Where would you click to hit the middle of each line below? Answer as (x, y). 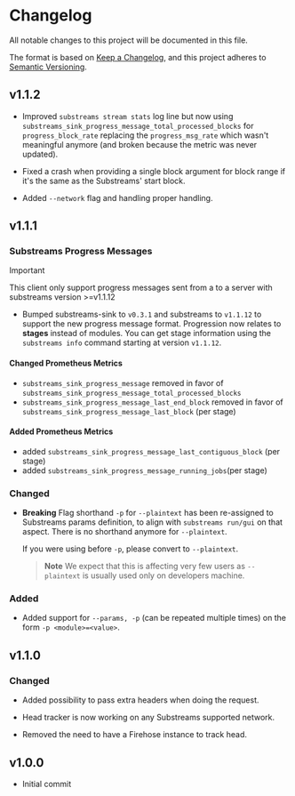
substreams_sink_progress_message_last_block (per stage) (129, 411)
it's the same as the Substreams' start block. (104, 181)
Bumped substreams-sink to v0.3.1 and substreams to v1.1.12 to (142, 314)
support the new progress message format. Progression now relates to (151, 324)
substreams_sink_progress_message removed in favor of (123, 382)
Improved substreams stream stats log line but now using (128, 116)
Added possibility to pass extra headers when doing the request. (140, 700)
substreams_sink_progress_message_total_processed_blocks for (138, 125)
